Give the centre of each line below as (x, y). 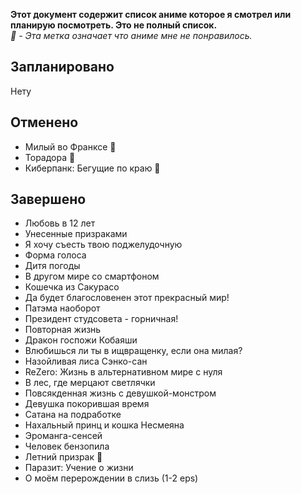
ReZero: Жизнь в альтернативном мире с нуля (123, 372)
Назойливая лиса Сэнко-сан (86, 361)
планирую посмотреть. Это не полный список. (114, 25)
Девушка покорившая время (87, 404)
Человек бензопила (67, 446)
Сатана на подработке (73, 415)
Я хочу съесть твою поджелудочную (103, 245)
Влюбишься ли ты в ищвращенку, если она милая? (133, 351)
